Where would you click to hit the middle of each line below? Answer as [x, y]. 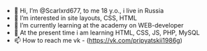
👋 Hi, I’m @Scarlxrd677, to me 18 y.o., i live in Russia [89, 11]
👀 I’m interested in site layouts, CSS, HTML [76, 18]
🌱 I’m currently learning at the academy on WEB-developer [99, 25]
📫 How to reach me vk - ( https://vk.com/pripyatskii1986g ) [98, 40]
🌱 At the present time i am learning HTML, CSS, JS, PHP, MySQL [107, 32]
